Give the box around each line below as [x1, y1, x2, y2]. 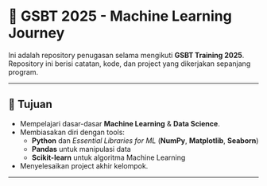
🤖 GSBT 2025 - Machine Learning [8, 7, 232, 25]
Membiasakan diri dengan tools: [19, 127, 126, 137]
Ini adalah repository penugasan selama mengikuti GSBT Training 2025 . [8, 50, 245, 60]
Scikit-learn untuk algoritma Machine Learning [31, 153, 186, 162]
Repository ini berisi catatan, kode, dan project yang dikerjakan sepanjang [8, 59, 251, 68]
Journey [8, 24, 65, 42]
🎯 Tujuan [8, 98, 53, 111]
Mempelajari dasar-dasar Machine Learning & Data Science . [19, 118, 220, 128]
